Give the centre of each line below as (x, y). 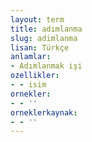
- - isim (28, 85)
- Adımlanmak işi (46, 66)
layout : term (37, 19)
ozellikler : (35, 76)
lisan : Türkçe (40, 47)
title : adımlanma (46, 29)
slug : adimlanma (44, 38)
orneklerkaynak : (44, 112)
